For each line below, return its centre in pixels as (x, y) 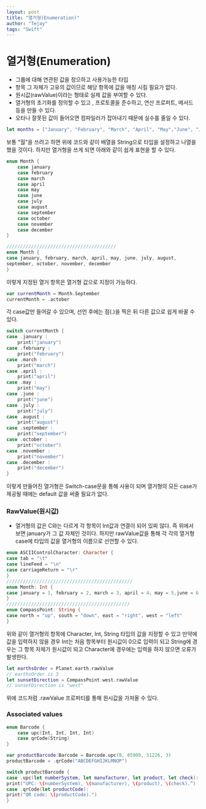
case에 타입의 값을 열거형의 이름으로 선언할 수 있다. (77, 541)
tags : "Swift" (25, 29)
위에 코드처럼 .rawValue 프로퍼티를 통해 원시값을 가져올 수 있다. (83, 698)
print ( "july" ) (35, 411)
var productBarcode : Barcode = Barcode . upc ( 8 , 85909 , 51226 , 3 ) (89, 756)
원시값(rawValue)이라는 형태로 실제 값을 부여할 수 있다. (81, 95)
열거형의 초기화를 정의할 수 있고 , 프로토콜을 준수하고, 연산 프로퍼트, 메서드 (104, 103)
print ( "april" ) (37, 377)
